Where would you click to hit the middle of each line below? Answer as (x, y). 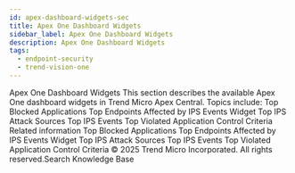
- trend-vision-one (53, 68)
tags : (19, 51)
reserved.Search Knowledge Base (72, 159)
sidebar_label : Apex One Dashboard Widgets (91, 34)
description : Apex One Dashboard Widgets (87, 42)
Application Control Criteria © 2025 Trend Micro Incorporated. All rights (141, 149)
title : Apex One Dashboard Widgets (75, 26)
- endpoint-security (55, 59)
